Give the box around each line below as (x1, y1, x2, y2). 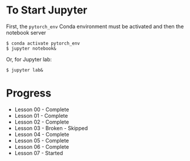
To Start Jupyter (6, 4, 88, 17)
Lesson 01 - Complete (14, 112, 68, 119)
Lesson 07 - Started (14, 149, 64, 156)
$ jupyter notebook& (6, 45, 57, 52)
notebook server (6, 29, 46, 36)
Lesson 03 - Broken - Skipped (14, 124, 88, 132)
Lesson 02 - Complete (14, 118, 69, 125)
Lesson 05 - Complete (14, 137, 69, 144)
